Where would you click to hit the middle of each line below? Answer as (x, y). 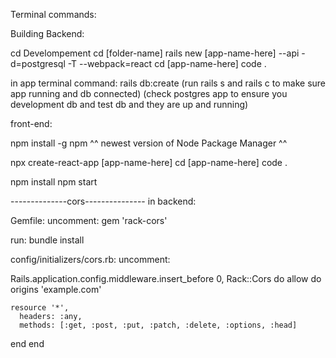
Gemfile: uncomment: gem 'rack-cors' (89, 220)
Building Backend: (47, 33)
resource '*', (40, 308)
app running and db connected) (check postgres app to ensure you (149, 93)
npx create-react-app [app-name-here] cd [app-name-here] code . (149, 162)
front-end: (31, 123)
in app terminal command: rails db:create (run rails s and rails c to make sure (168, 83)
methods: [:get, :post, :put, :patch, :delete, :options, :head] (158, 325)
